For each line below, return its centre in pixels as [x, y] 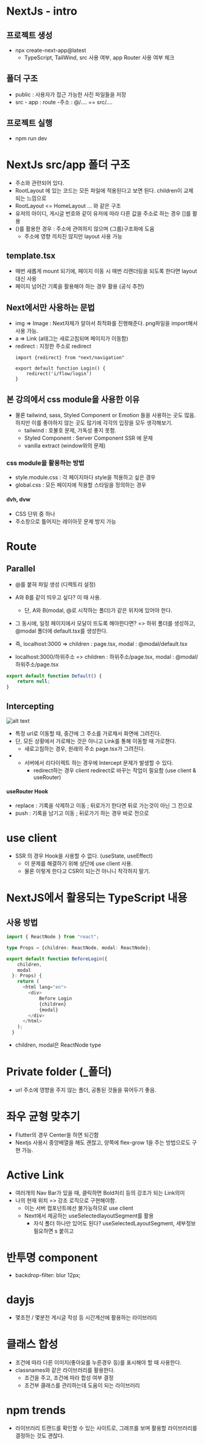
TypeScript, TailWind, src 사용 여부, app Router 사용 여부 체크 [99, 57]
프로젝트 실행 [30, 123]
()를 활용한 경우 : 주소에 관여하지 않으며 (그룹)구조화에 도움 [85, 228]
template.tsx [31, 255]
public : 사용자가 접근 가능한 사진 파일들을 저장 [71, 94]
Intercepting [30, 706]
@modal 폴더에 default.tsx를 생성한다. [62, 631]
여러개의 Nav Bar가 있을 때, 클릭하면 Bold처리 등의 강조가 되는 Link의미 [100, 1192]
